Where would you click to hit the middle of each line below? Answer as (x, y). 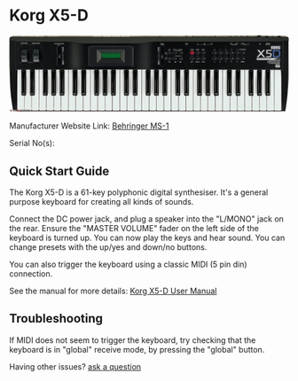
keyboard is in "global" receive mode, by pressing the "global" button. (137, 349)
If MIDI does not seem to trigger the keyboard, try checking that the (133, 340)
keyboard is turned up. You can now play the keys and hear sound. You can (147, 238)
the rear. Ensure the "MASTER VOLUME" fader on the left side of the (134, 229)
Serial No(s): (32, 144)
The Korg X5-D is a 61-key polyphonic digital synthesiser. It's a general (139, 192)
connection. (31, 274)
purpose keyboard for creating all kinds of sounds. (102, 202)
